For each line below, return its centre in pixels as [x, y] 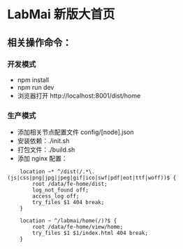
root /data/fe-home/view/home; [78, 227]
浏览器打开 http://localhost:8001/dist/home [79, 95]
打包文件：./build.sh [46, 150]
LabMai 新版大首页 [61, 14]
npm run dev [36, 87]
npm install [33, 80]
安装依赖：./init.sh [43, 141]
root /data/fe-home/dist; [70, 184]
